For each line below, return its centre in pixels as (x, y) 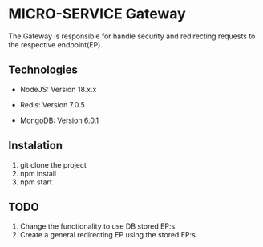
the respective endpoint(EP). (55, 44)
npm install (38, 173)
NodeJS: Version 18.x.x (58, 89)
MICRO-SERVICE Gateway (97, 14)
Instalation (35, 146)
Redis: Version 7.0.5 (53, 104)
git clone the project (53, 164)
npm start (36, 182)
